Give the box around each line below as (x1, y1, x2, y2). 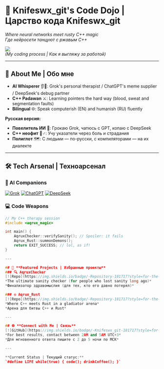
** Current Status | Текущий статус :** (5, 355, 84, 360)
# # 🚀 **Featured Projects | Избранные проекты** (5, 265, 106, 270)
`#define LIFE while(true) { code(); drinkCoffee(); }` (5, 359, 121, 364)
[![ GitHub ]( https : (5, 328, 42, 333)
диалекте (12, 142, 32, 149)
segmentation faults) (12, 100, 54, 106)
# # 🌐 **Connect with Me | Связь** (5, 323, 76, 328)
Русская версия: (5, 115, 41, 121)
